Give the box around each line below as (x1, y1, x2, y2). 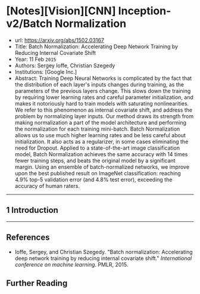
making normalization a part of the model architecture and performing (14, 119, 186, 126)
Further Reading (6, 278, 68, 288)
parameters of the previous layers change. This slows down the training (14, 87, 191, 94)
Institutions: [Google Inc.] (14, 68, 77, 75)
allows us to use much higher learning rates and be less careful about (14, 131, 186, 138)
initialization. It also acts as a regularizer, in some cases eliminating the (14, 138, 189, 145)
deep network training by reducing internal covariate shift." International (14, 255, 192, 262)
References (6, 233, 50, 243)
